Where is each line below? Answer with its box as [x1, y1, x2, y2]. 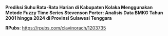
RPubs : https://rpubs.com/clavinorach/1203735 [5, 25, 106, 31]
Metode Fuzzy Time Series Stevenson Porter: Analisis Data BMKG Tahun [5, 10, 163, 16]
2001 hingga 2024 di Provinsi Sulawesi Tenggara [5, 15, 112, 21]
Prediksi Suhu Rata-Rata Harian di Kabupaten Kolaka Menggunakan [5, 5, 153, 10]
